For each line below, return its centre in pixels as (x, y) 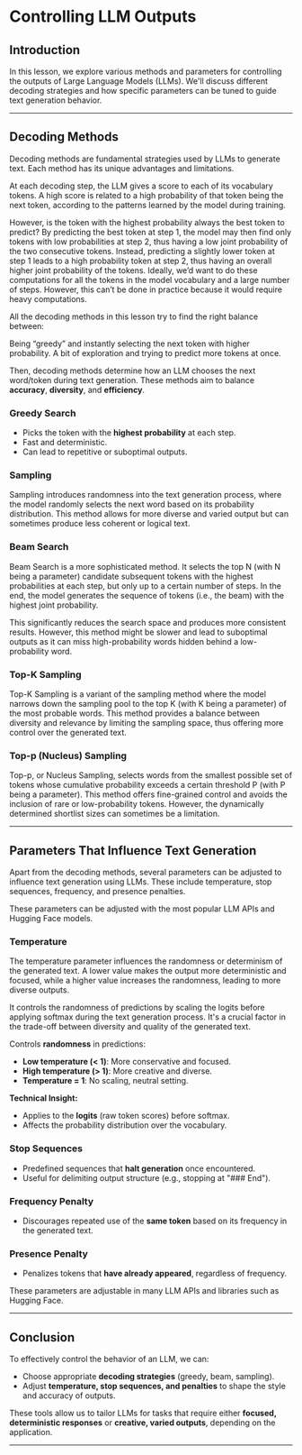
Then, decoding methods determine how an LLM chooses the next (133, 371)
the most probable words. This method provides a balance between (135, 713)
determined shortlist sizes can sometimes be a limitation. (115, 814)
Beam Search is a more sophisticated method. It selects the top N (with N (145, 566)
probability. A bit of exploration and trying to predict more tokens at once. (145, 352)
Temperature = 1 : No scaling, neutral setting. (105, 1081)
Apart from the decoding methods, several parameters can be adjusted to (146, 873)
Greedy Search (43, 413)
